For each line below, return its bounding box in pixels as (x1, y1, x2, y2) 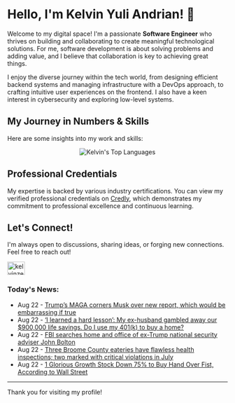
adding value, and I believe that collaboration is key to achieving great (7, 52, 208, 60)
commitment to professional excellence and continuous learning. (7, 201, 194, 210)
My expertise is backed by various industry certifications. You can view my (7, 186, 224, 195)
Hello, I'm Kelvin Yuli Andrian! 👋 (7, 6, 195, 22)
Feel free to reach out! (7, 248, 71, 257)
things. (7, 59, 27, 67)
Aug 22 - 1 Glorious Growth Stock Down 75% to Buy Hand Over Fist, (17, 360, 214, 369)
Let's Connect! (7, 221, 73, 233)
